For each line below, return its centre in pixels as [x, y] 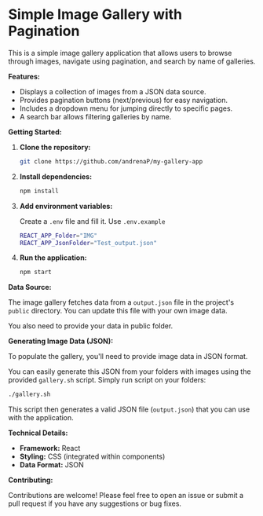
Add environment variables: [66, 206]
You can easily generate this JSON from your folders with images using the [130, 371]
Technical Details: [38, 433]
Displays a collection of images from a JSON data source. [113, 91]
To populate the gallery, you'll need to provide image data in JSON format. [128, 357]
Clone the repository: [55, 147]
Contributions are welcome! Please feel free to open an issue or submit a [126, 496]
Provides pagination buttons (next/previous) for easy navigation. [124, 100]
